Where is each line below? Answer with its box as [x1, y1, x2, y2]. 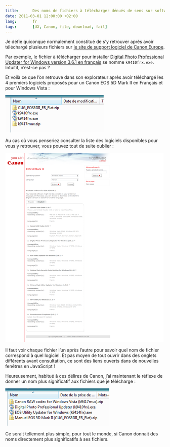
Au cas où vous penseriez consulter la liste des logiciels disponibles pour [5, 138, 158, 144]
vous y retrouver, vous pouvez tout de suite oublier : [5, 143, 114, 149]
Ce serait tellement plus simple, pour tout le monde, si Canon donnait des [5, 431, 158, 437]
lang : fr [5, 19, 37, 24]
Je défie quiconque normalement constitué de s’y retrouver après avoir [5, 38, 154, 45]
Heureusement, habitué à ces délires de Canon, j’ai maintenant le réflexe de [5, 373, 163, 379]
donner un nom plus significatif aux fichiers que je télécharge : [5, 378, 136, 384]
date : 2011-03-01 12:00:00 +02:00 [5, 13, 78, 19]
